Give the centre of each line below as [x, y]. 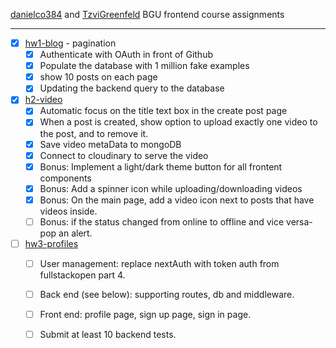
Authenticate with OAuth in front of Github [126, 55]
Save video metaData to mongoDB [110, 144]
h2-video [43, 100]
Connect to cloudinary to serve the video [124, 155]
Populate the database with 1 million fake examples [144, 66]
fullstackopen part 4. [82, 275]
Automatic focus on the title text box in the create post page [163, 111]
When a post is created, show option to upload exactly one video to [178, 122]
